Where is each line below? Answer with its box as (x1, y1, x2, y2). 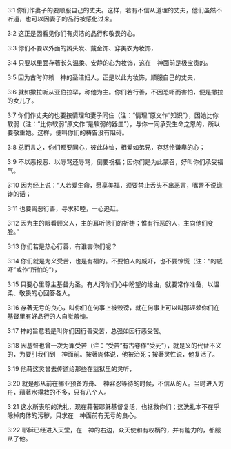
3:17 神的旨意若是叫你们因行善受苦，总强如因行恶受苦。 (7, 327, 165, 335)
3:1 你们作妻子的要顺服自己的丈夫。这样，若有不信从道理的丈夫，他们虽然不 (7, 6, 223, 14)
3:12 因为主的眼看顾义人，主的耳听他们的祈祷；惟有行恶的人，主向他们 (7, 219, 208, 227)
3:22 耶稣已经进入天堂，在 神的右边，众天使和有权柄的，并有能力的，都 (7, 426, 215, 434)
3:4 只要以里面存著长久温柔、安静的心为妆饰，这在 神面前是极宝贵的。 (7, 59, 212, 67)
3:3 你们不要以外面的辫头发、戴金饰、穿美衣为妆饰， (7, 44, 157, 52)
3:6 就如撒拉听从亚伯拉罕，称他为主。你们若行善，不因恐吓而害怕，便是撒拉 (7, 88, 224, 96)
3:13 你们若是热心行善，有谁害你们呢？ (7, 242, 117, 250)
